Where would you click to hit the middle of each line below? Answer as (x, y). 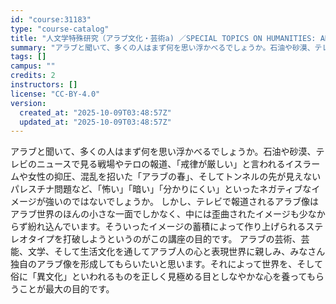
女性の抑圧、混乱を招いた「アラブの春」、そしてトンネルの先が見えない (174, 177)
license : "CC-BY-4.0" (55, 94)
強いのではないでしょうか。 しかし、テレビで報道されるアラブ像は (181, 202)
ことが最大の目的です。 (66, 289)
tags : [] (28, 57)
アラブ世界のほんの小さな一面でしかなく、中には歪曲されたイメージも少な (163, 214)
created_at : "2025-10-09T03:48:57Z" (95, 112)
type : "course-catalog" (60, 29)
